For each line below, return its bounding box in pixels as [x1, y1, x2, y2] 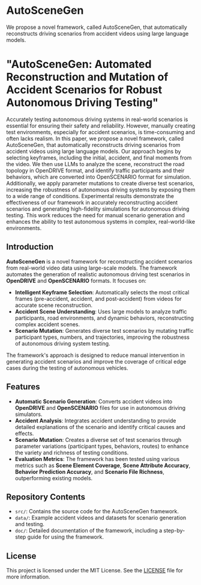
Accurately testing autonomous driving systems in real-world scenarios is [6, 116, 188, 123]
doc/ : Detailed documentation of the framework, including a [14, 527, 163, 534]
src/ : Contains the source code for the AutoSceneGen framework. [14, 508, 179, 515]
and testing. [14, 521, 45, 528]
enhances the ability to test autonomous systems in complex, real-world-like [6, 218, 196, 225]
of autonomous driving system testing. [14, 339, 110, 347]
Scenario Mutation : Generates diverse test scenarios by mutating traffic [14, 327, 194, 334]
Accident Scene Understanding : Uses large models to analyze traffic [14, 308, 187, 315]
